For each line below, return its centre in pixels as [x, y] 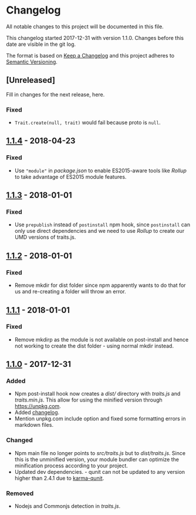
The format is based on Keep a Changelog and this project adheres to [90, 55]
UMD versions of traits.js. [45, 237]
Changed [20, 440]
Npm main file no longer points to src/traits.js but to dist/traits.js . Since [100, 453]
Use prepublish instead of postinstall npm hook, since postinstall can [102, 225]
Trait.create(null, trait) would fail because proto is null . [87, 123]
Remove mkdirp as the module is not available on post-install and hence [102, 339]
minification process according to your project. [71, 466]
